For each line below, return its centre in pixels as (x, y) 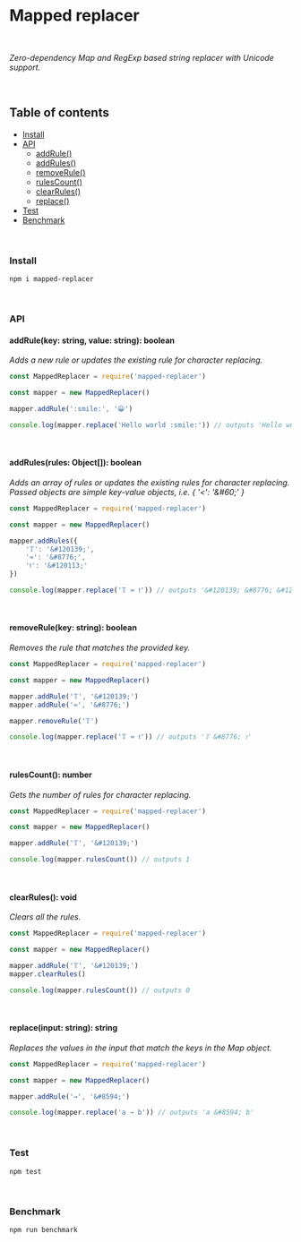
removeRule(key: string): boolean (73, 628)
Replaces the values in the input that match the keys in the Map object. (141, 1048)
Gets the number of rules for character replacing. (100, 794)
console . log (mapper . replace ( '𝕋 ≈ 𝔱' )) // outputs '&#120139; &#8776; (141, 590)
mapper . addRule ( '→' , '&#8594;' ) (69, 1096)
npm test (26, 1171)
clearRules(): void (43, 897)
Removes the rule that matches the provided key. (100, 648)
